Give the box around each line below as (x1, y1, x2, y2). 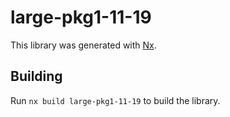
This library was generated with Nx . (10, 39, 157, 51)
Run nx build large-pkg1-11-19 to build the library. (10, 94, 221, 106)
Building (10, 68, 63, 85)
